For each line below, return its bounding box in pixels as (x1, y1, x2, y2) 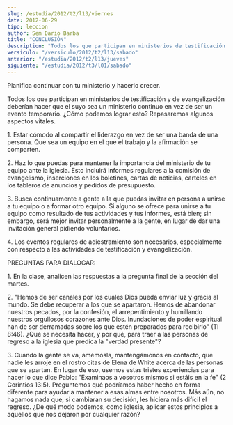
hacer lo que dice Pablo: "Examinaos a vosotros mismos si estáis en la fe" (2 (7, 373, 227, 381)
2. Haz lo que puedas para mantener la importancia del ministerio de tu (7, 158, 211, 167)
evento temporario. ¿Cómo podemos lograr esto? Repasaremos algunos (7, 109, 214, 118)
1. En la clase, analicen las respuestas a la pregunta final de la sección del (7, 272, 218, 280)
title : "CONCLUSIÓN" (7, 36, 67, 43)
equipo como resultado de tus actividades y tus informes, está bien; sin (7, 209, 212, 217)
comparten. (7, 145, 40, 153)
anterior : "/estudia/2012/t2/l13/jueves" (7, 56, 129, 63)
